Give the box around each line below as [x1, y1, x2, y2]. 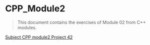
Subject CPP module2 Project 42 [5, 34, 73, 40]
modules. [17, 24, 37, 30]
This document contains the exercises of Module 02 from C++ [17, 19, 146, 25]
